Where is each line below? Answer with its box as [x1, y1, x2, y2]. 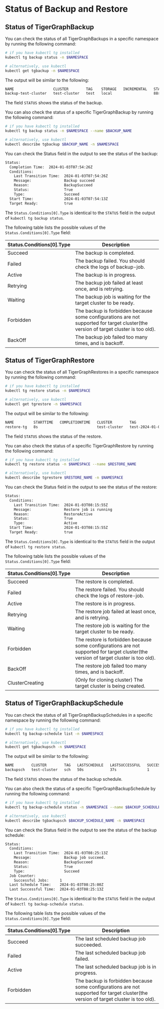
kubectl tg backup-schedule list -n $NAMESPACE [5, 731, 104, 736]
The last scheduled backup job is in [75, 964, 156, 970]
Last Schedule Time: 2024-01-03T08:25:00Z [9, 882, 104, 888]
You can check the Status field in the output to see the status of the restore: [5, 484, 158, 490]
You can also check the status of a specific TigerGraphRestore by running [5, 443, 154, 448]
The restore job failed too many [75, 662, 147, 669]
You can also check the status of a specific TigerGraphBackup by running [5, 109, 154, 115]
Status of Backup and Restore [5, 3, 128, 15]
